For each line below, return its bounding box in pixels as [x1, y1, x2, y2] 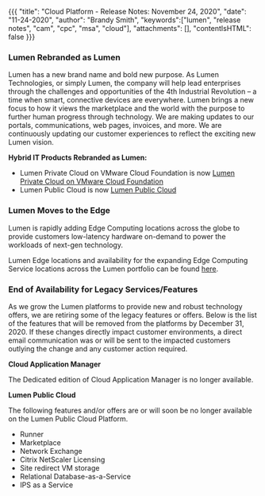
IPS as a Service [19, 480, 74, 490]
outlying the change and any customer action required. [8, 343, 188, 353]
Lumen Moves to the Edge [8, 205, 111, 216]
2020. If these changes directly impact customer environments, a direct [8, 327, 243, 336]
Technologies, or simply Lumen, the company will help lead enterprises [8, 79, 241, 88]
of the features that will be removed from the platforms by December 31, [8, 318, 244, 328]
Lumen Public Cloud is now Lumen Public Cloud [19, 185, 177, 195]
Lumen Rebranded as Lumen [8, 52, 121, 63]
